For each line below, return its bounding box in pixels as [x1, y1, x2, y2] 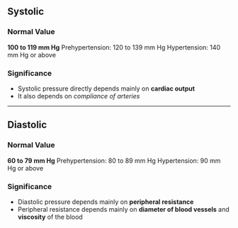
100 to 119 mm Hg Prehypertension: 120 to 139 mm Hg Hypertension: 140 [7, 42, 221, 52]
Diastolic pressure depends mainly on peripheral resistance [17, 198, 194, 206]
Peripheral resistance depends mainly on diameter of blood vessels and [17, 205, 230, 213]
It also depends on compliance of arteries [17, 91, 140, 100]
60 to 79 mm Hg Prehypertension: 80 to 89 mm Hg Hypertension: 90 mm [7, 156, 221, 165]
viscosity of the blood [17, 212, 83, 221]
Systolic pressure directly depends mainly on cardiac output [17, 84, 195, 93]
